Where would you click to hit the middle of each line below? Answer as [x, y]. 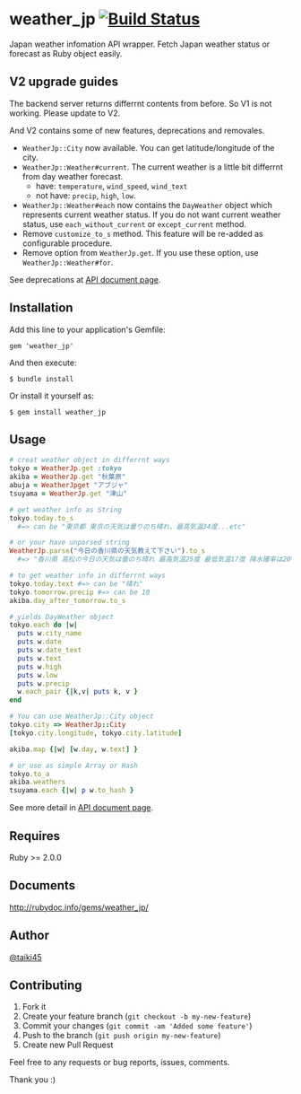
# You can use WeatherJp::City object [82, 717]
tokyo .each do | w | [43, 625]
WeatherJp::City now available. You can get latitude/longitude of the [148, 147]
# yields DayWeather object [62, 617]
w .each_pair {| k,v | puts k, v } [78, 692]
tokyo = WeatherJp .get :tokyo [66, 468]
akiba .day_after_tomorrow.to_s [68, 600]
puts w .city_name [50, 634]
